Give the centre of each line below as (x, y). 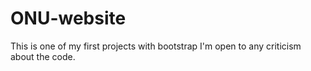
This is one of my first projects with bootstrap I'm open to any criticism (156, 46)
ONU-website (68, 18)
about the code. (43, 56)
